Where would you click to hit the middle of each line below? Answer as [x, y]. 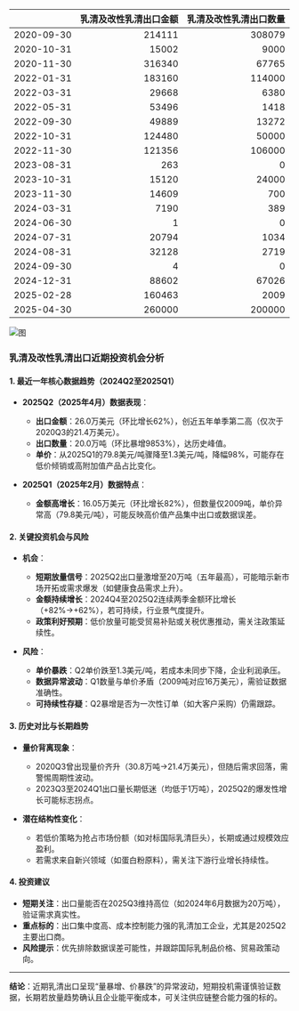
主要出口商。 [45, 936]
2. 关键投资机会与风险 [49, 537]
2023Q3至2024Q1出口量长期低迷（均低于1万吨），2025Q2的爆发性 [157, 789]
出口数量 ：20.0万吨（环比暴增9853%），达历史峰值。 [133, 443]
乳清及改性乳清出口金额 [129, 19]
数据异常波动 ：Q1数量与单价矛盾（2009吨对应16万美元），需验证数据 [161, 682]
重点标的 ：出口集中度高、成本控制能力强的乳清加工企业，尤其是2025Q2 [154, 926]
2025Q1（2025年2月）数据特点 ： [85, 485]
